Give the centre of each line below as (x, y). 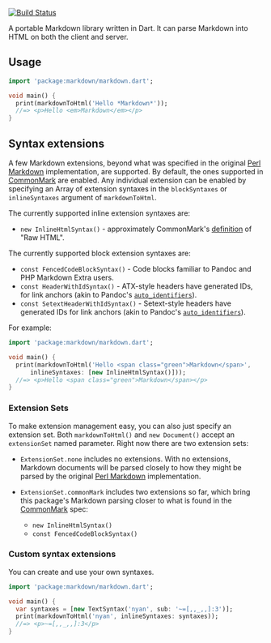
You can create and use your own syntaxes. (81, 572)
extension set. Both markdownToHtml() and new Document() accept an (122, 435)
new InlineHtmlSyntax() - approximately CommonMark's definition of (136, 229)
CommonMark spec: (54, 509)
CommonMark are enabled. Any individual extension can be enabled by (127, 180)
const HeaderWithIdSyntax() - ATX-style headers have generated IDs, (136, 286)
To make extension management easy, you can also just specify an (120, 426)
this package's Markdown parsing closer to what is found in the (126, 500)
